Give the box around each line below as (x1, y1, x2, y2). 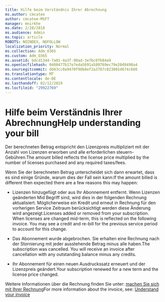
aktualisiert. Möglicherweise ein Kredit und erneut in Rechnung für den (12, 200, 156, 206)
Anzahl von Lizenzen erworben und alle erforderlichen (5, 149, 116, 155)
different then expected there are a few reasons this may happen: (5, 180, 138, 186)
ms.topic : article (5, 35, 43, 40)
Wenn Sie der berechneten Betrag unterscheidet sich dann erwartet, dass (5, 169, 155, 175)
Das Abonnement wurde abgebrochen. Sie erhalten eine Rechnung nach (12, 236, 160, 242)
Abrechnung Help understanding (5, 117, 141, 129)
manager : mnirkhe (5, 21, 41, 26)
